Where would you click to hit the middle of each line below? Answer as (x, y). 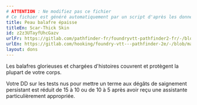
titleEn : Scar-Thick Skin (38, 28)
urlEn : (14, 44)
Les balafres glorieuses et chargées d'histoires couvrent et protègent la (92, 66)
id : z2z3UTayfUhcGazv (33, 33)
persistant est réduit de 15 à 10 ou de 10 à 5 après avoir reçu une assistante (97, 90)
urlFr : (14, 38)
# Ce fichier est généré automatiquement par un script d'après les (91, 17)
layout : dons (22, 50)
